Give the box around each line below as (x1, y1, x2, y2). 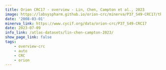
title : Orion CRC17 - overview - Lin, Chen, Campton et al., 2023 (5, 7, 145, 12)
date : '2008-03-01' (5, 16, 45, 21)
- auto (14, 48, 28, 53)
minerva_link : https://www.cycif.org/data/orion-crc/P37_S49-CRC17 (5, 21, 147, 26)
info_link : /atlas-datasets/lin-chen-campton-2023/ (5, 30, 114, 35)
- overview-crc (14, 44, 45, 49)
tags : (5, 39, 16, 44)
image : (5, 12, 19, 17)
